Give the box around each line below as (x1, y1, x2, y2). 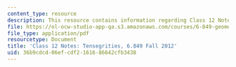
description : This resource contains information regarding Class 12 (7, 17, 216, 24)
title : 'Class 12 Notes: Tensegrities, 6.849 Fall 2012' (7, 43, 178, 50)
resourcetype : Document (7, 36, 77, 43)
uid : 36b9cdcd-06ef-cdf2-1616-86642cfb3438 (7, 50, 137, 57)
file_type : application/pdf (7, 29, 90, 37)
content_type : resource (7, 10, 77, 17)
